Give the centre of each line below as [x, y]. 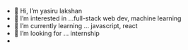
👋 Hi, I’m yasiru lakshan [48, 11]
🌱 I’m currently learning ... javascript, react [76, 26]
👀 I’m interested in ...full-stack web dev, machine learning [98, 18]
